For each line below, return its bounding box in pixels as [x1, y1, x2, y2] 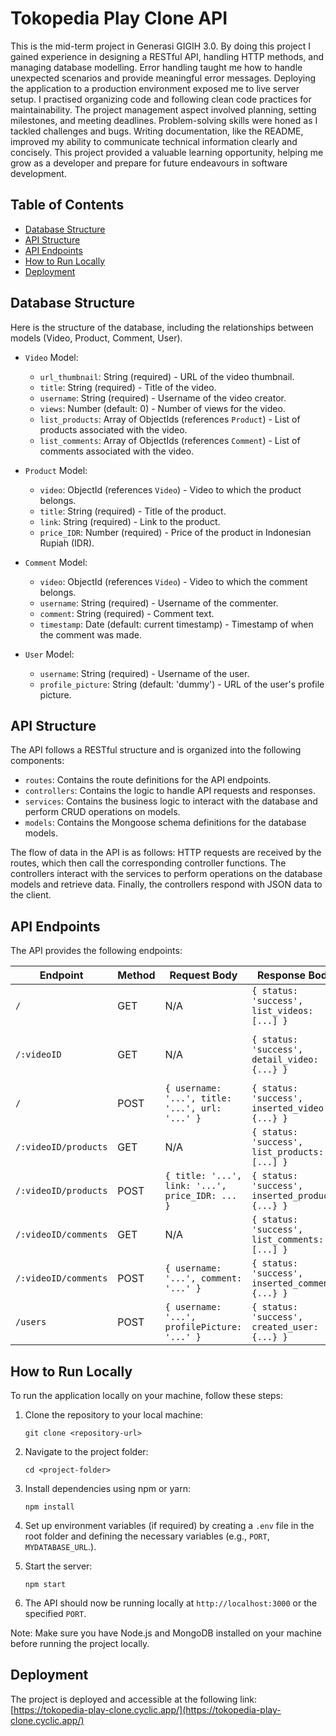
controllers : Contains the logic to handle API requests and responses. [24, 785, 316, 797]
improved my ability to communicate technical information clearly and [10, 135, 298, 147]
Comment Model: [24, 556, 88, 568]
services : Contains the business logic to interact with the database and [24, 795, 318, 807]
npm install [24, 1502, 75, 1512]
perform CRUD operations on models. [24, 806, 181, 818]
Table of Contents [10, 197, 125, 214]
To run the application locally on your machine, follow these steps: [10, 1390, 284, 1401]
